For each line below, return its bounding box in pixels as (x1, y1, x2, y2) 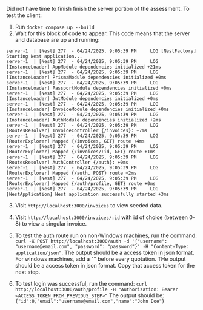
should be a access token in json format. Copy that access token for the (15, 262, 195, 269)
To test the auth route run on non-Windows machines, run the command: (15, 232, 197, 239)
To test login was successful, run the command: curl (15, 280, 147, 287)
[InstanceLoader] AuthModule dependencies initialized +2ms (6, 117, 162, 123)
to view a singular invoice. (22, 220, 87, 227)
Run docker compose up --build (15, 24, 95, 30)
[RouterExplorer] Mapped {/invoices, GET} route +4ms (6, 138, 145, 144)
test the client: (6, 12, 42, 19)
